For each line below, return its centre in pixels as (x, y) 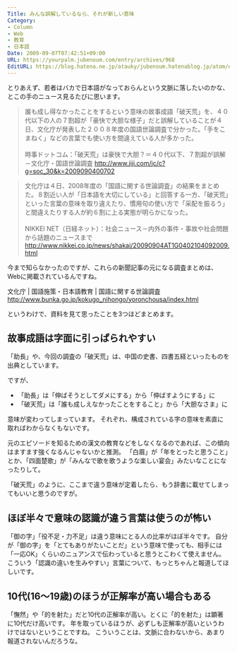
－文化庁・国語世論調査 (59, 163)
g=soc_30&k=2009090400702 (69, 171)
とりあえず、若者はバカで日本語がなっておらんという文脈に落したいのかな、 (118, 87)
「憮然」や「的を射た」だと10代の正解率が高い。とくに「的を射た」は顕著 (116, 615)
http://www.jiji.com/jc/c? (130, 163)
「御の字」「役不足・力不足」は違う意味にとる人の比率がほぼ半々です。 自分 (117, 536)
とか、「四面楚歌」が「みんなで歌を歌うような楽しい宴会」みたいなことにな (117, 461)
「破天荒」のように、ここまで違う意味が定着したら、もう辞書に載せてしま (115, 484)
